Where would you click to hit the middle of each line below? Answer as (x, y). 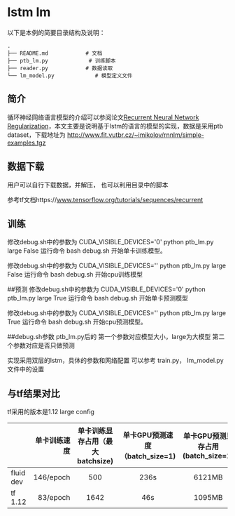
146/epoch (52, 477)
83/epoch (54, 498)
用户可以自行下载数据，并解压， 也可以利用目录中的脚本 (88, 185)
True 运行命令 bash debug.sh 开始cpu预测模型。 (77, 322)
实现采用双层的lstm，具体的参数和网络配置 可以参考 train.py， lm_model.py (115, 360)
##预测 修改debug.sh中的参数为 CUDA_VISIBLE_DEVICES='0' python (107, 289)
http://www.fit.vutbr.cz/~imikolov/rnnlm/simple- (136, 135)
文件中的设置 (26, 369)
